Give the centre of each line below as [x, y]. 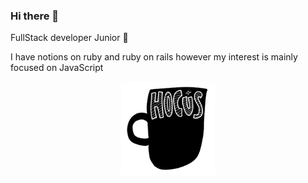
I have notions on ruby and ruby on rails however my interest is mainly [154, 57]
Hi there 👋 [35, 16]
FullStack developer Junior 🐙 [69, 38]
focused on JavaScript [57, 68]
